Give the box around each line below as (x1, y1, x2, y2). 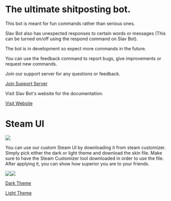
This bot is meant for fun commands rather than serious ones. (5, 20, 135, 26)
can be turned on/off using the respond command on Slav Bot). (5, 36, 138, 42)
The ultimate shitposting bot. (5, 4, 131, 15)
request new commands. (5, 61, 58, 67)
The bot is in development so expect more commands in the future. (5, 45, 147, 51)
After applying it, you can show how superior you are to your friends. (5, 160, 150, 166)
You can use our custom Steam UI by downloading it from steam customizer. (5, 144, 166, 151)
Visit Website (5, 100, 33, 106)
